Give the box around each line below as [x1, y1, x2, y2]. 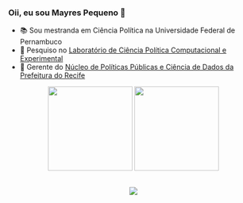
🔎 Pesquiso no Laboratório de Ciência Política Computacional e [19, 45, 227, 55]
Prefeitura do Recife [19, 71, 86, 80]
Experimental [19, 54, 64, 63]
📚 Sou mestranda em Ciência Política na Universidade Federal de [19, 25, 236, 35]
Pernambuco [19, 37, 62, 47]
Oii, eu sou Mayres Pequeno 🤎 [8, 7, 125, 18]
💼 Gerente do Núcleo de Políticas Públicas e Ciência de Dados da [19, 63, 234, 72]
